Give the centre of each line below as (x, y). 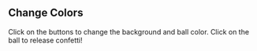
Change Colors (46, 13)
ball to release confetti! (45, 40)
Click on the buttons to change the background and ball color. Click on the (129, 31)
